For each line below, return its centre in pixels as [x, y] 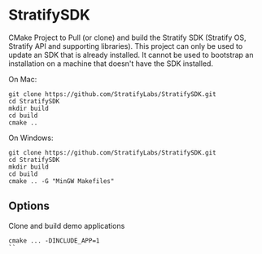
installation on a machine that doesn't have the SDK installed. [111, 63]
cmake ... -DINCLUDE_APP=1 [54, 241]
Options [29, 206]
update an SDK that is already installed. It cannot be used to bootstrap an [131, 55]
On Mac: [23, 79]
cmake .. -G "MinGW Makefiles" [61, 181]
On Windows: [31, 138]
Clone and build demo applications [67, 226]
